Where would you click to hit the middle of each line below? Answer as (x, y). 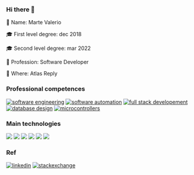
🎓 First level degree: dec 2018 (44, 34)
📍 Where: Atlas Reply (32, 74)
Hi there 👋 (21, 9)
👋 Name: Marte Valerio (34, 23)
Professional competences (46, 89)
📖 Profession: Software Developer (47, 62)
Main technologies (34, 123)
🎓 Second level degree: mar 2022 (48, 48)
